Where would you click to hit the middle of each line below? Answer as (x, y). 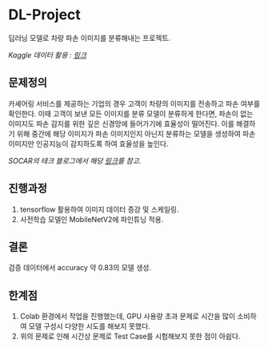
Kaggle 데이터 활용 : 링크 (48, 55)
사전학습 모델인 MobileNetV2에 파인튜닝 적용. (92, 219)
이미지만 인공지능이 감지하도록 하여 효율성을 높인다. (88, 144)
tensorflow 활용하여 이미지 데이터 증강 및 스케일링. (99, 209)
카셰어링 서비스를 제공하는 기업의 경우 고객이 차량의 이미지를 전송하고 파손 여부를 (134, 103)
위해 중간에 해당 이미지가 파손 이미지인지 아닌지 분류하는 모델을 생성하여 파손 (136, 133)
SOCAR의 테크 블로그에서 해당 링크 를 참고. (75, 160)
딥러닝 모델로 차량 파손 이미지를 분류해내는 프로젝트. (89, 38)
